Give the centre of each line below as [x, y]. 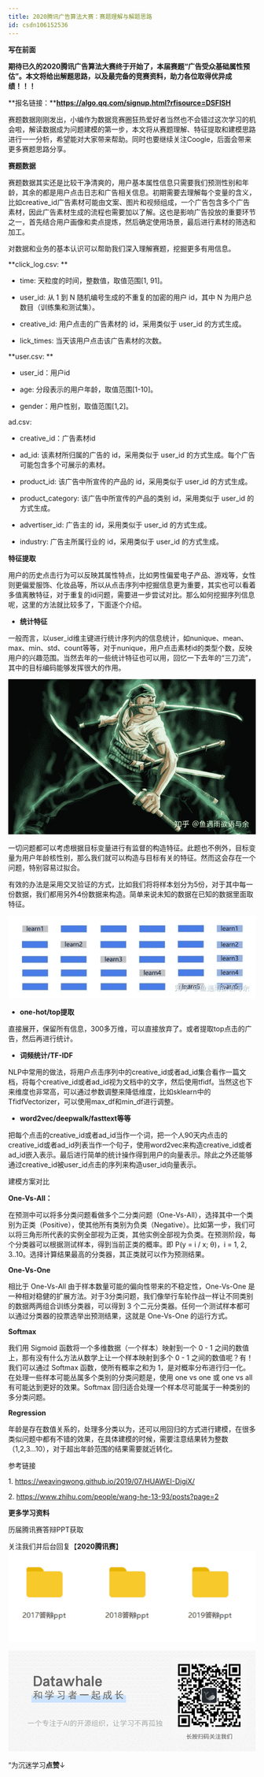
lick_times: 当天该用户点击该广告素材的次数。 [93, 340]
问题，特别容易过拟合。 [46, 868]
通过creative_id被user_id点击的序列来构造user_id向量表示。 [104, 1165]
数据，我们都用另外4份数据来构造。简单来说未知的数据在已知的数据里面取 [134, 894]
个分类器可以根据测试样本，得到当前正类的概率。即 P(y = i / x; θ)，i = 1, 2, [128, 1244]
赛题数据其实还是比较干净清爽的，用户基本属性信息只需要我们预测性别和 [125, 182]
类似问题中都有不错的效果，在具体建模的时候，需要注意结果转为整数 [118, 1439]
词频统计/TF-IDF [46, 1055]
